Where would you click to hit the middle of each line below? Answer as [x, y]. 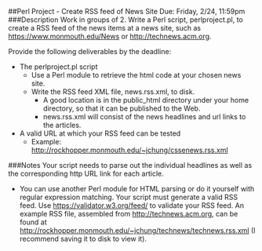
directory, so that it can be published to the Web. [122, 108]
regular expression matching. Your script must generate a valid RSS [129, 197]
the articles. [62, 125]
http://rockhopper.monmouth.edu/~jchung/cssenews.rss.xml [130, 150]
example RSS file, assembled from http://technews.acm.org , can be [129, 214]
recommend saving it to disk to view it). [83, 239]
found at [33, 222]
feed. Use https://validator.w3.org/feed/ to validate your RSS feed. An [132, 206]
